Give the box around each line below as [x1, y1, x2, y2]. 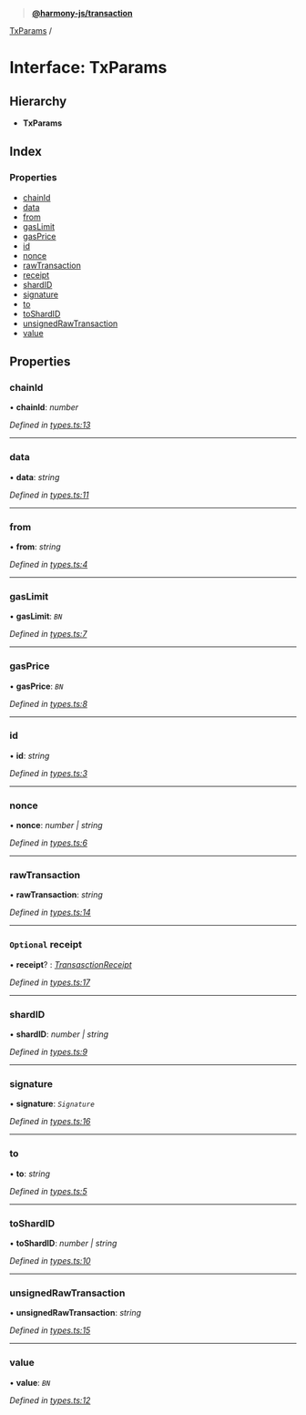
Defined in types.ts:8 [9, 698, 88, 709]
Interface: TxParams [9, 57, 168, 78]
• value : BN [9, 1377, 51, 1388]
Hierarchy [9, 93, 67, 108]
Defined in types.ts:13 [9, 419, 91, 431]
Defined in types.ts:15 [9, 1325, 91, 1336]
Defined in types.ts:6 [9, 837, 88, 848]
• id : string [9, 750, 50, 761]
